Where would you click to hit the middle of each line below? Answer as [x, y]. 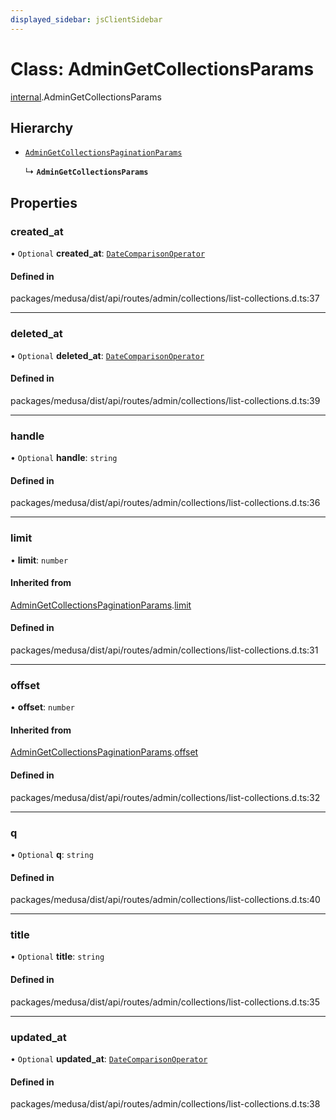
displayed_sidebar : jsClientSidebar [86, 19]
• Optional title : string [57, 957]
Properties [44, 202]
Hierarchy [42, 127]
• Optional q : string [52, 854]
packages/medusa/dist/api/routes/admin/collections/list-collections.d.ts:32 [165, 797]
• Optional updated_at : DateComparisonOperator [109, 1058]
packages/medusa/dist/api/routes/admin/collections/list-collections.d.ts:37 [165, 298]
